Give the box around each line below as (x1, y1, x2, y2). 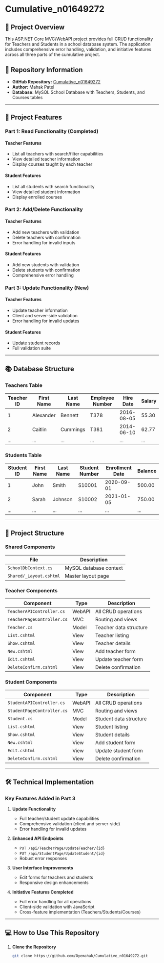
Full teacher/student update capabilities (19, 815, 99, 822)
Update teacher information (12, 307, 68, 313)
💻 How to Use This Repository (5, 928, 100, 937)
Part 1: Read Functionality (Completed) (5, 128, 99, 135)
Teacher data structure (95, 624, 148, 631)
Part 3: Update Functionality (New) (5, 284, 89, 291)
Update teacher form (95, 656, 143, 663)
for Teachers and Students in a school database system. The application (5, 41, 151, 47)
